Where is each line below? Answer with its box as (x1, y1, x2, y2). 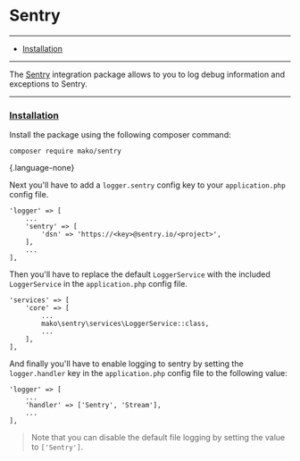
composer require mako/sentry (9, 147, 122, 156)
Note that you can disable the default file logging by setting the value (30, 432, 286, 443)
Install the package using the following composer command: (9, 130, 231, 140)
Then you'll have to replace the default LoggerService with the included (9, 269, 271, 280)
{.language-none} (9, 163, 75, 173)
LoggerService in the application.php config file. (9, 279, 187, 289)
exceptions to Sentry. (9, 78, 87, 89)
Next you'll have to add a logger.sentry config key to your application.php (9, 180, 286, 190)
